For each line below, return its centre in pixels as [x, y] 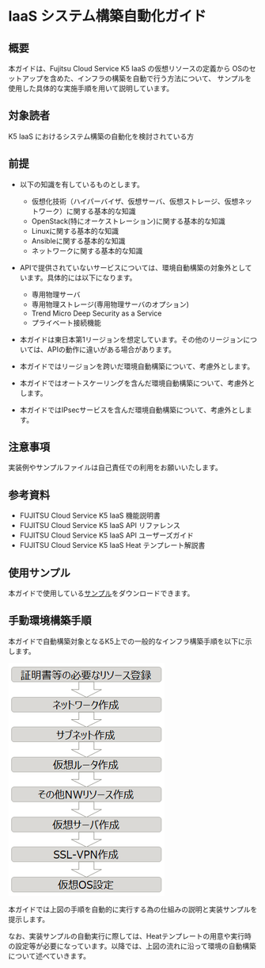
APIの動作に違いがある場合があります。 [112, 349]
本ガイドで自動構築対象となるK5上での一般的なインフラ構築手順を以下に [127, 641]
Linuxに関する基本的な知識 [75, 231]
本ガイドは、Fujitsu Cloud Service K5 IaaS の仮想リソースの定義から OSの [129, 69]
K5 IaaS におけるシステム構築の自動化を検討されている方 [101, 136]
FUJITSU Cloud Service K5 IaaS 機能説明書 [90, 515]
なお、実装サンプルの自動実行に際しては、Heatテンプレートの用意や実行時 [130, 935]
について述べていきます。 [49, 955]
